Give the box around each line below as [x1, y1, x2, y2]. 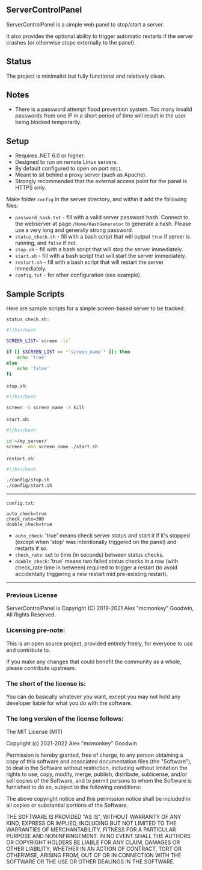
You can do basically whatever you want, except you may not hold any [6, 693, 181, 701]
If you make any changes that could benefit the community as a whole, [6, 658, 182, 665]
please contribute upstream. [6, 664, 76, 671]
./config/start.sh [6, 483, 52, 489]
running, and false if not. [14, 239, 78, 246]
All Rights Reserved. [6, 611, 56, 618]
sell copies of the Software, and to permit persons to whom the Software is [6, 777, 192, 784]
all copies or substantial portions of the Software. [6, 801, 128, 809]
